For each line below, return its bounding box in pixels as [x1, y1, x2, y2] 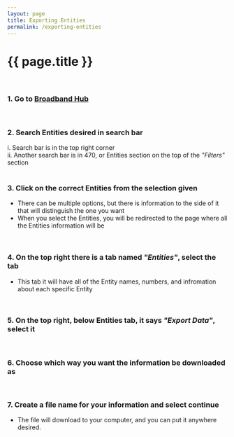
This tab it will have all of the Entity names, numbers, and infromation [17, 277, 217, 286]
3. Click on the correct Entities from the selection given [7, 183, 198, 193]
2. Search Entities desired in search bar [7, 127, 143, 137]
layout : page [7, 10, 45, 18]
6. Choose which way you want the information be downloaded [7, 358, 226, 368]
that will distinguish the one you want [17, 207, 125, 215]
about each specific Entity [17, 284, 93, 293]
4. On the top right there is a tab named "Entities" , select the [7, 253, 217, 263]
